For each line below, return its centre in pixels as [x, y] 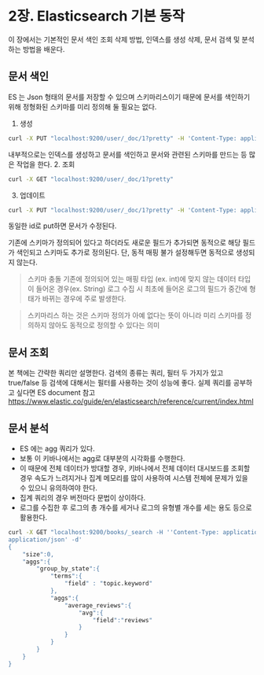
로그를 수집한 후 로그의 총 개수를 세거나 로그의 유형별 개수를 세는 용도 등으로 [136, 507]
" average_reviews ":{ [98, 605]
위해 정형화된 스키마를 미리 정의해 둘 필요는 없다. [82, 106]
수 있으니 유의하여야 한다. [59, 488]
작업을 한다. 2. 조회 [46, 164]
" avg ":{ [91, 613]
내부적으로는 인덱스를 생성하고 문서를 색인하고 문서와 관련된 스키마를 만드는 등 [128, 154]
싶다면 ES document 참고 [56, 393]
